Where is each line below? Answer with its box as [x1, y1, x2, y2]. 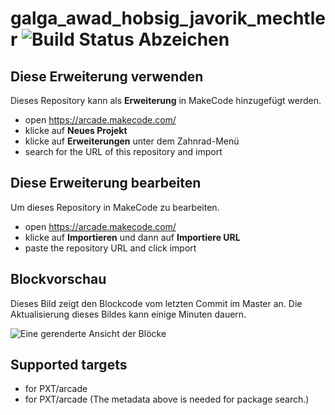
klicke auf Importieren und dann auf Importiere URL [24, 231, 241, 243]
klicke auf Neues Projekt [24, 125, 128, 136]
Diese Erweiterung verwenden [10, 68, 204, 85]
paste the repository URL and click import [24, 242, 197, 254]
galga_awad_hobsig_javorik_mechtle [10, 7, 326, 30]
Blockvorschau [10, 271, 107, 288]
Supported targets [10, 357, 128, 374]
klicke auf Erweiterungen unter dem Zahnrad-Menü [24, 135, 240, 147]
